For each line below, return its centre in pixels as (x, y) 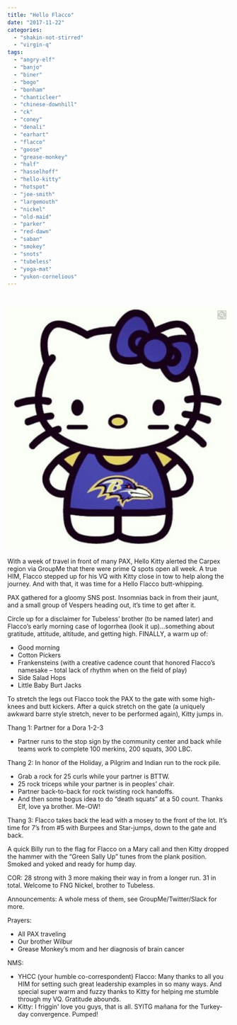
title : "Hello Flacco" (41, 15)
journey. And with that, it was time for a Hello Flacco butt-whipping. (105, 584)
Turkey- (211, 1007)
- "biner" (28, 74)
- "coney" (28, 120)
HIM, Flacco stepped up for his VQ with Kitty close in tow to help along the (116, 577)
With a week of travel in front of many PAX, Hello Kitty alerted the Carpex (114, 561)
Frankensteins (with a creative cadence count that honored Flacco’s (116, 663)
